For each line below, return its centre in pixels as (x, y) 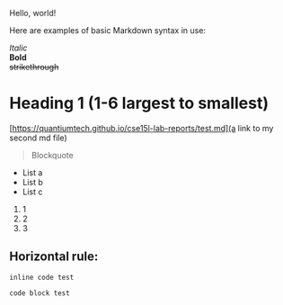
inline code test (42, 277)
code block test (40, 293)
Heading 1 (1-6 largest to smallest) (139, 103)
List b (32, 182)
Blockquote (52, 155)
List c (32, 192)
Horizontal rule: (54, 257)
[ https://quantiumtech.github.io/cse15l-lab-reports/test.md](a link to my (141, 128)
